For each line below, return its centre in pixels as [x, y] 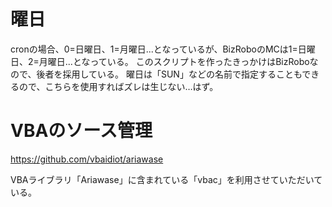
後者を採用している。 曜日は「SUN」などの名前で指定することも [169, 74]
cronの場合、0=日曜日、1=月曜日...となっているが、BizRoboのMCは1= [154, 49]
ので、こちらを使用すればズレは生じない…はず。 [118, 86]
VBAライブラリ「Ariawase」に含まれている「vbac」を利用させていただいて [166, 179]
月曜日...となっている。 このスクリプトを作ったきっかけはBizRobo [174, 61]
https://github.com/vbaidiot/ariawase [87, 159]
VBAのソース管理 [81, 131]
